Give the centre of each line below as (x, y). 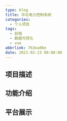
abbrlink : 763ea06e (26, 48)
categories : (18, 19)
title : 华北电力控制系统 (28, 15)
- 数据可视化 (22, 39)
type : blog (17, 10)
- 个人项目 (20, 24)
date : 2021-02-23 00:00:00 (34, 52)
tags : (11, 29)
